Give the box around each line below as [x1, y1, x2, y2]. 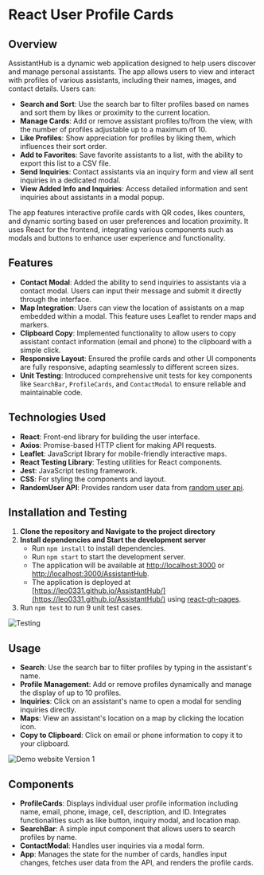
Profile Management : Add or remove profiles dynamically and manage [19, 680, 252, 689]
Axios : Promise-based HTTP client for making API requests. [19, 440, 217, 449]
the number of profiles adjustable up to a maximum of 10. [19, 125, 208, 134]
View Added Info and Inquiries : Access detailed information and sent [19, 184, 248, 193]
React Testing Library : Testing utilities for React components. [19, 457, 223, 467]
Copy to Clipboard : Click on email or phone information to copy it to [19, 731, 243, 740]
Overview [8, 37, 58, 51]
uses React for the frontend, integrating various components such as [8, 225, 234, 234]
